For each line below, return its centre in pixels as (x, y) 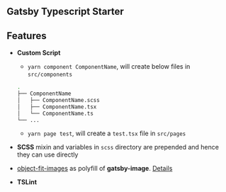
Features (27, 36)
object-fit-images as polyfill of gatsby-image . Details (95, 169)
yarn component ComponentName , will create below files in (109, 67)
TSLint (27, 182)
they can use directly (47, 154)
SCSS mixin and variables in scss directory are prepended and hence (118, 147)
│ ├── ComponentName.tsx (57, 107)
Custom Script (39, 53)
